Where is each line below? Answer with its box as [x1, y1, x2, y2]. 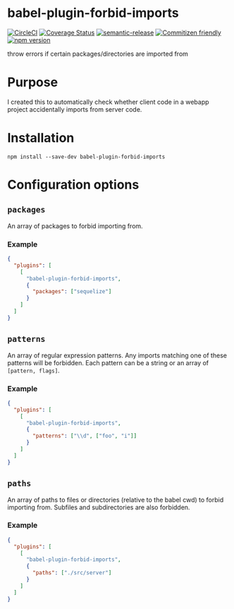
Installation [7, 130, 75, 146]
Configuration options [7, 177, 140, 192]
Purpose [7, 74, 58, 90]
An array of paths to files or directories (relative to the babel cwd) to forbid [7, 495, 224, 504]
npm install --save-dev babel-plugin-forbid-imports [7, 153, 166, 160]
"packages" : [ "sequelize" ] [32, 288, 112, 295]
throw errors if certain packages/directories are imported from [7, 49, 189, 58]
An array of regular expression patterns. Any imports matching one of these [7, 351, 228, 360]
